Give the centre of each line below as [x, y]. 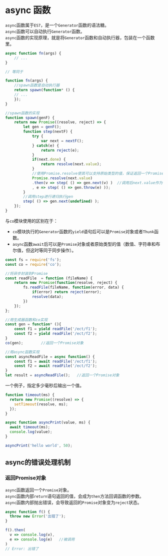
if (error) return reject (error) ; [66, 292]
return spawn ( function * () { [44, 90]
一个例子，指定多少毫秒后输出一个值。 [44, 385]
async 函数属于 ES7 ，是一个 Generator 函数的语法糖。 [57, 25]
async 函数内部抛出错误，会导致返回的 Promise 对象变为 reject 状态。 [73, 502]
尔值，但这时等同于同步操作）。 [44, 250]
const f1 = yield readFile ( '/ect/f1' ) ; [56, 329]
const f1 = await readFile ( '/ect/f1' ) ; [56, 361]
